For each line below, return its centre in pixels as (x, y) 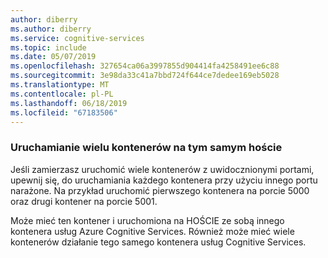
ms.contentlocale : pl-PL (62, 94)
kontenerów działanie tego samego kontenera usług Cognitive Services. (158, 242)
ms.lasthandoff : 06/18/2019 (69, 103)
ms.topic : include (48, 47)
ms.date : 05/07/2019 (53, 57)
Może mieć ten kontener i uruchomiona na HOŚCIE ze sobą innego (147, 220)
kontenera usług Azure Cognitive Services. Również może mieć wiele (152, 231)
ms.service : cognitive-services (77, 38)
